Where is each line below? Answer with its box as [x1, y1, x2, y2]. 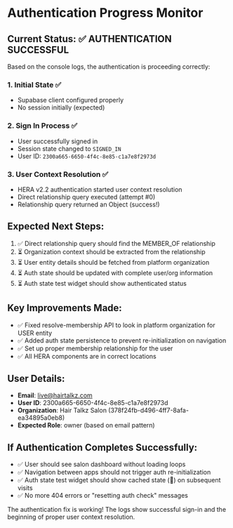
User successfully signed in [17, 137, 98, 145]
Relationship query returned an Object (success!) [17, 200, 160, 209]
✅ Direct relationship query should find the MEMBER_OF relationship [17, 239, 216, 247]
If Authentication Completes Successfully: [7, 441, 198, 454]
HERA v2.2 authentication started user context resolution [17, 185, 182, 194]
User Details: [7, 372, 65, 384]
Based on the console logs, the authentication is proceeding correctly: [7, 62, 211, 71]
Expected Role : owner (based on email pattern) [17, 421, 156, 430]
